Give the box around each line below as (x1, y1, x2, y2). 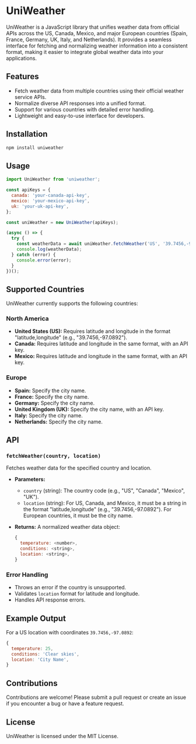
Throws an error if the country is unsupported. (14, 584, 127, 591)
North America (6, 315, 49, 323)
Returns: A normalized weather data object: (14, 524, 121, 531)
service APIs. (14, 93, 47, 100)
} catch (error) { (11, 252, 57, 257)
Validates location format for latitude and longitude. (14, 590, 140, 597)
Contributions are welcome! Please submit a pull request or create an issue (6, 694, 187, 701)
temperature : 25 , (11, 646, 54, 651)
